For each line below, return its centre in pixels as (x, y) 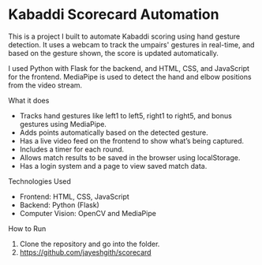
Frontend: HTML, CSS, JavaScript (75, 196)
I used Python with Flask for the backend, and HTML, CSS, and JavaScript (129, 68)
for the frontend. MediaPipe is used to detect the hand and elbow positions (130, 77)
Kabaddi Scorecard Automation (114, 15)
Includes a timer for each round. (72, 149)
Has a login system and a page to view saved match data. (113, 166)
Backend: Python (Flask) (60, 205)
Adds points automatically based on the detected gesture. (114, 132)
